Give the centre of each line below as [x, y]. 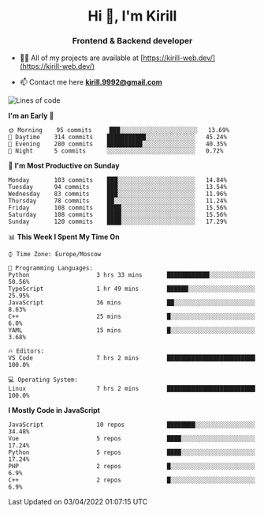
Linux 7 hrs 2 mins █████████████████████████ [132, 389]
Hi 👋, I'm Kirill [132, 16]
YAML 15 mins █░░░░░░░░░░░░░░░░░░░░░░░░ [132, 331]
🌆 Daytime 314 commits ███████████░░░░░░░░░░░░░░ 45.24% [117, 138]
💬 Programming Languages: [50, 268]
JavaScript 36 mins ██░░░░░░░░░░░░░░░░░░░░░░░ [132, 303]
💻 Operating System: [43, 380]
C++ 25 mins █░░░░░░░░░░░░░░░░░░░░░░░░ [132, 317]
